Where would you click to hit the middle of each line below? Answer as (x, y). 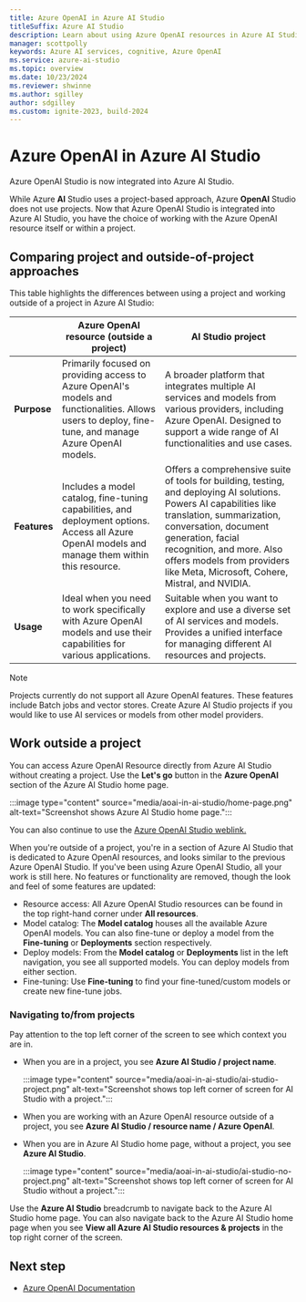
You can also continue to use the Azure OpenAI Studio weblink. (128, 830)
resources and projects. (216, 655)
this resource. (92, 566)
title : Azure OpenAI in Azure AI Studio (87, 18)
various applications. (107, 655)
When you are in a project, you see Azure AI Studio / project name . (149, 1062)
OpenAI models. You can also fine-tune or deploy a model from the (148, 933)
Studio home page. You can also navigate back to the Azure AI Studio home (152, 1218)
